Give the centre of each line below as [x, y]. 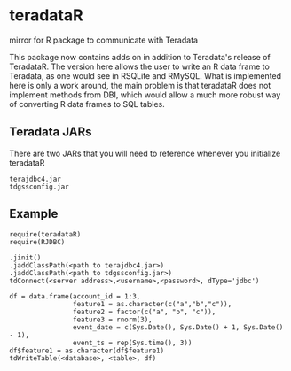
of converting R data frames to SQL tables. [87, 104]
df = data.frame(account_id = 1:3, [75, 296]
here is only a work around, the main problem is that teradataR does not [140, 85]
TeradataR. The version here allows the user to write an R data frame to [140, 66]
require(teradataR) [45, 234]
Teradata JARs [51, 132]
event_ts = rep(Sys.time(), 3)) [132, 343]
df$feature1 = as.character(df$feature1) [87, 351]
